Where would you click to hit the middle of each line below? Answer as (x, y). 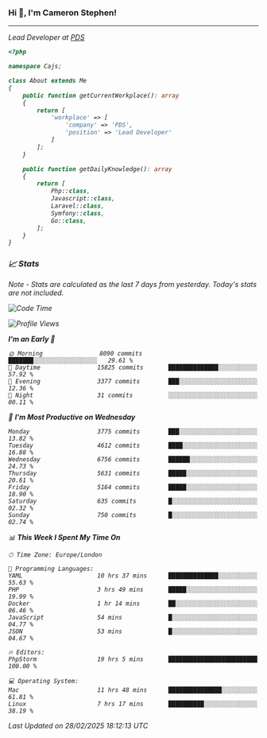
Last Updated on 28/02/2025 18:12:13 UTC (78, 725)
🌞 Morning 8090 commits (75, 353)
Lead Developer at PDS (46, 37)
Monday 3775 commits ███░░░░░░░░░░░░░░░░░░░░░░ (133, 431)
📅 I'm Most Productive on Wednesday (72, 417)
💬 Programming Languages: (51, 569)
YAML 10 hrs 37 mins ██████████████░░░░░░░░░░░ (133, 576)
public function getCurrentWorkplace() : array (101, 95)
